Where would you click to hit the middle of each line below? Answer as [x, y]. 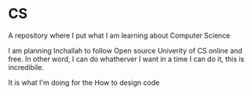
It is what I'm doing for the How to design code [84, 82]
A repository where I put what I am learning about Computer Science [119, 35]
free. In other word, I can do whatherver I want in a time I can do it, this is [126, 59]
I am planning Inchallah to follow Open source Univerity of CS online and [125, 50]
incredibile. [26, 67]
